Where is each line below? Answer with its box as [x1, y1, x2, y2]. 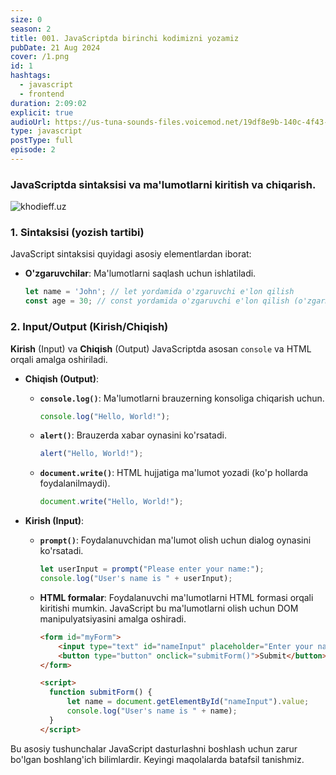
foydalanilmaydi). [39, 477, 111, 490]
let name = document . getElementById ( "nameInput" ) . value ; [66, 697, 310, 707]
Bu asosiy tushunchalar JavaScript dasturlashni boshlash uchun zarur [10, 742, 298, 755]
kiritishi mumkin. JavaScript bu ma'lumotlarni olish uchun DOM [39, 602, 299, 614]
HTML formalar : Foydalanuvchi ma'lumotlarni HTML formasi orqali [39, 591, 314, 603]
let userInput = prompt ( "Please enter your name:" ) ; [39, 564, 265, 575]
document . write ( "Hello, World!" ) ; [39, 497, 184, 507]
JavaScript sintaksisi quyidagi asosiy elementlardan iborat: [10, 248, 252, 260]
